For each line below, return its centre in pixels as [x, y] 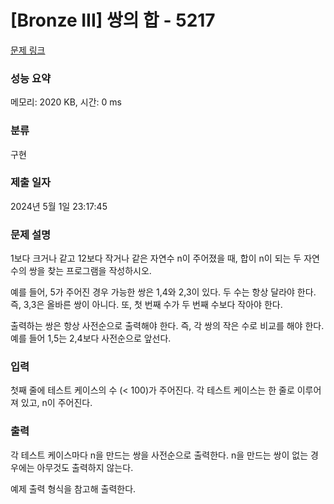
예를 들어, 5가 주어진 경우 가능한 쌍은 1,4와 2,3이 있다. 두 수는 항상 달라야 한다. [163, 292]
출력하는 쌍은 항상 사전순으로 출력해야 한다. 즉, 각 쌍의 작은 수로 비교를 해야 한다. [167, 326]
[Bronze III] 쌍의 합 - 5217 [113, 20]
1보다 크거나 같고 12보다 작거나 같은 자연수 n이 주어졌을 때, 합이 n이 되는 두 [156, 258]
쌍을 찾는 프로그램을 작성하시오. [90, 271]
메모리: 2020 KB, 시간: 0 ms [66, 102]
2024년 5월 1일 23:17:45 [59, 206]
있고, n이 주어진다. [56, 403]
